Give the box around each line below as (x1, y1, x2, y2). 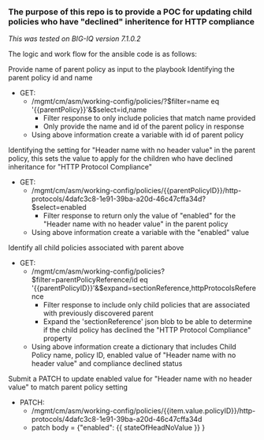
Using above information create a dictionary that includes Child (31, 342, 236, 352)
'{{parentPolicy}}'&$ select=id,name (31, 105, 147, 114)
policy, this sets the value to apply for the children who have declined (8, 154, 233, 163)
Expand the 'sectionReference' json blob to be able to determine (43, 317, 252, 326)
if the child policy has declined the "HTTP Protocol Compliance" (43, 326, 251, 335)
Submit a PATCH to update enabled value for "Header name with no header (8, 374, 252, 384)
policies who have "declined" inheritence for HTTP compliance (8, 16, 255, 27)
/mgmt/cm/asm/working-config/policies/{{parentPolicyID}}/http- (31, 186, 242, 196)
